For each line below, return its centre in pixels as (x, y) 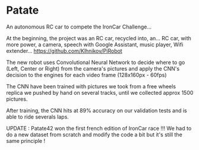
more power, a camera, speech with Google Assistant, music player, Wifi (95, 44)
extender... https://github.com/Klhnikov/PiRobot (64, 50)
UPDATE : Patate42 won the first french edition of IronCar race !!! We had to (99, 128)
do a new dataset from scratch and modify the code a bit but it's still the (94, 135)
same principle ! (26, 141)
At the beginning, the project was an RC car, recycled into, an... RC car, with (99, 38)
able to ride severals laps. (38, 117)
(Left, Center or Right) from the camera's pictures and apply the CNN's (93, 68)
